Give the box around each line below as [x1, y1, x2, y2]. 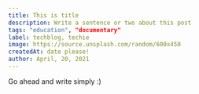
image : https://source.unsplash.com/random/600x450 [8, 41, 181, 49]
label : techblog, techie [8, 33, 90, 42]
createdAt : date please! [8, 48, 90, 56]
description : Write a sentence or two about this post [8, 19, 192, 27]
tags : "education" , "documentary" [8, 26, 122, 34]
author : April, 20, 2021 [8, 56, 90, 63]
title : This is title [8, 11, 79, 20]
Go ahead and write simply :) [8, 76, 102, 86]
